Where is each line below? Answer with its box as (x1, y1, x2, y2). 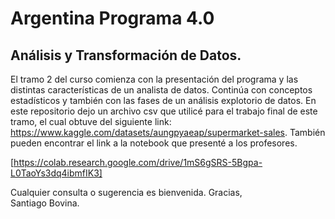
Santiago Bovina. (10, 197, 80, 209)
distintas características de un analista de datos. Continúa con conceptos (10, 84, 313, 96)
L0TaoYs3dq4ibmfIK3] (10, 167, 103, 179)
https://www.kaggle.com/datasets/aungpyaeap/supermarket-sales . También (10, 127, 326, 138)
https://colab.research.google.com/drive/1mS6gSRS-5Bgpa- (13, 157, 263, 168)
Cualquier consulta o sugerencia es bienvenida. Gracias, (10, 187, 243, 198)
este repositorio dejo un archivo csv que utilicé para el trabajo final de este (10, 105, 318, 117)
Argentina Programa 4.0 (10, 7, 215, 30)
